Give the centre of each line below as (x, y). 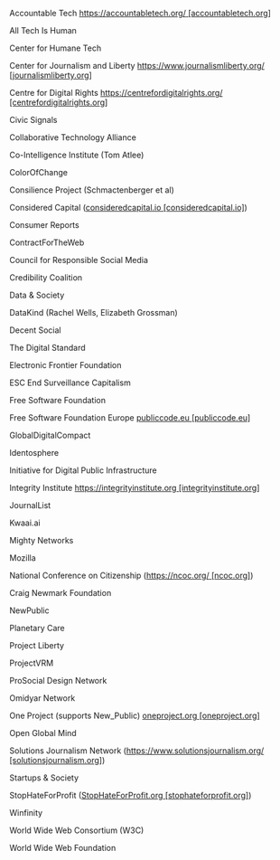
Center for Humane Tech (56, 48)
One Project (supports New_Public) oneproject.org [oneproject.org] (135, 715)
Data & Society (37, 295)
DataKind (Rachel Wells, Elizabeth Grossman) (93, 312)
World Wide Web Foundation (63, 848)
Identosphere (34, 453)
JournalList (30, 505)
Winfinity (26, 813)
